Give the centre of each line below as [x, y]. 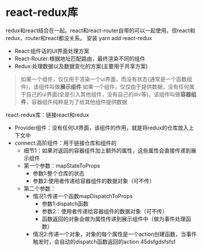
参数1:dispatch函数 [65, 204]
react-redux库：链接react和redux [47, 115]
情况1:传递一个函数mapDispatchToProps [83, 196]
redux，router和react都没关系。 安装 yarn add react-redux [79, 38]
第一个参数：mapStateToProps [62, 165]
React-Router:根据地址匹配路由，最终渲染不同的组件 [80, 58]
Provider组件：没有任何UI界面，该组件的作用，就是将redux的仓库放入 [101, 128]
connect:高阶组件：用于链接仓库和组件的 [65, 143]
